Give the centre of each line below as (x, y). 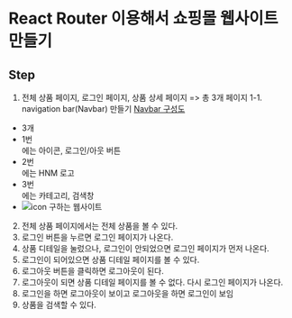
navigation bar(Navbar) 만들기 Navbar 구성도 (103, 109)
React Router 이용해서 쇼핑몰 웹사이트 (143, 18)
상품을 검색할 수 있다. (59, 304)
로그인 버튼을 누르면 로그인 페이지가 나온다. (97, 237)
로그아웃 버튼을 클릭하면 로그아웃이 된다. (92, 271)
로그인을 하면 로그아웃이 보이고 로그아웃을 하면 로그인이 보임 (128, 293)
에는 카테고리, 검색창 (58, 195)
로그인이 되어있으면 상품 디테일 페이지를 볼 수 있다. (110, 259)
